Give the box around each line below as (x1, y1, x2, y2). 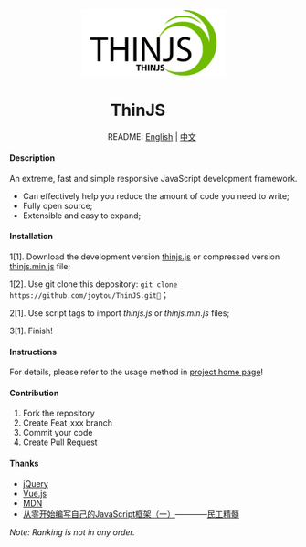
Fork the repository (22, 407, 96, 419)
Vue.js (22, 488, 47, 499)
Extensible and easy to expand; (22, 210, 142, 221)
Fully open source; (22, 200, 93, 211)
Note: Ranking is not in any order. (9, 526, 135, 538)
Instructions (9, 346, 58, 357)
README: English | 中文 (108, 131, 196, 142)
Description (9, 153, 56, 163)
